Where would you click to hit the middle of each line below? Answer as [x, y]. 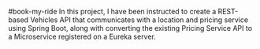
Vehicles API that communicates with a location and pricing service [139, 20]
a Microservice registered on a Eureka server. [82, 36]
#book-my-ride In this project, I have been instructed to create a [112, 11]
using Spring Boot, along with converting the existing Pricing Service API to [130, 28]
